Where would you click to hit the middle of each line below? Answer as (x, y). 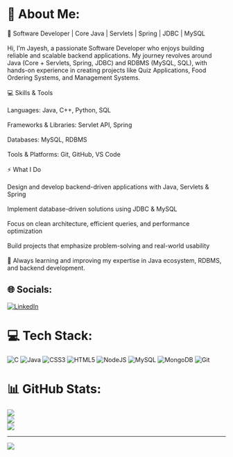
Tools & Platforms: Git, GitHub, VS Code (64, 154)
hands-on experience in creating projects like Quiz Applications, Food (107, 70)
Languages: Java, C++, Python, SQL (59, 110)
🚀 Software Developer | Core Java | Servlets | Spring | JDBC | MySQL (106, 33)
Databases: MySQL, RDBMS (48, 139)
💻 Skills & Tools (30, 92)
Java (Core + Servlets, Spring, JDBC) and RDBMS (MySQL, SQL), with (107, 62)
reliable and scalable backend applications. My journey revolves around (110, 55)
